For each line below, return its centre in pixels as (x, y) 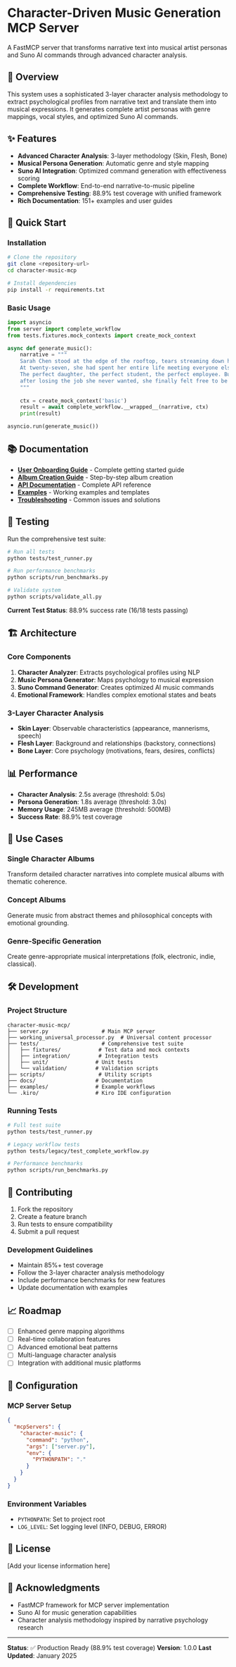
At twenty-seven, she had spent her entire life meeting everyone (119, 368)
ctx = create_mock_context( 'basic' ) (74, 401)
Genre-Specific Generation (54, 941)
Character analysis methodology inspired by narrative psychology (113, 1620)
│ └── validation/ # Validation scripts (83, 1068)
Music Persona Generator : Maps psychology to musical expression (116, 680)
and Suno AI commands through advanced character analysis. (97, 55)
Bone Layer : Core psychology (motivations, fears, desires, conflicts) (116, 750)
